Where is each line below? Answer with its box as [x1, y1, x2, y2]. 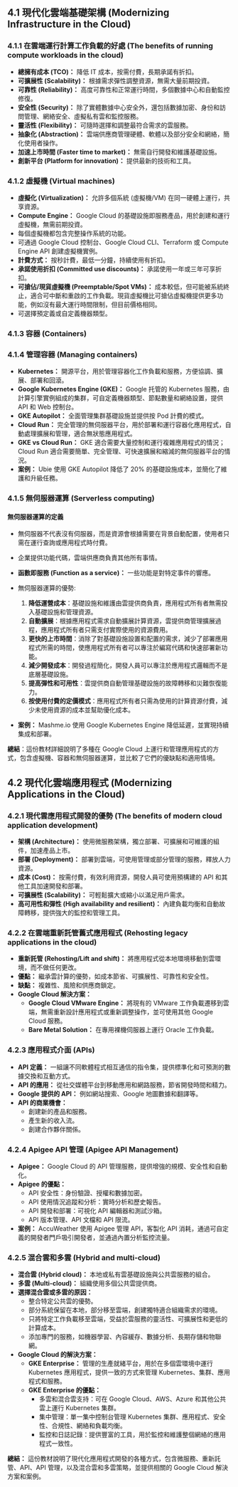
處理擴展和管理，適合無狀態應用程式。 [23, 429, 136, 438]
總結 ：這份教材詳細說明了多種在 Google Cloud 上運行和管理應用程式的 [7, 745, 213, 753]
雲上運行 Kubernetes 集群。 [38, 1404, 121, 1412]
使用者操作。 [23, 138, 62, 147]
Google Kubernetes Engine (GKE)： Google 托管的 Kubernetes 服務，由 [17, 385, 229, 394]
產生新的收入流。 [28, 1116, 79, 1125]
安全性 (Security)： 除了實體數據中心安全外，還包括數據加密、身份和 [17, 103, 220, 112]
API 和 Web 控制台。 [17, 403, 78, 411]
